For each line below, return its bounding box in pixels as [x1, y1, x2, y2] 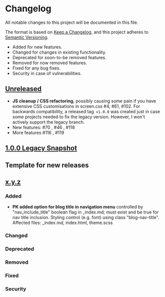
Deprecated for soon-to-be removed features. [12, 54, 107, 60]
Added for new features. [12, 44, 62, 50]
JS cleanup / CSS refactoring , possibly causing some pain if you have [12, 98, 157, 104]
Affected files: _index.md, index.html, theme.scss [12, 220, 113, 226]
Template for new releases [5, 161, 89, 169]
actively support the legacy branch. [12, 119, 85, 125]
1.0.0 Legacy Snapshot [5, 144, 77, 152]
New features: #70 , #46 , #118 [12, 124, 75, 130]
